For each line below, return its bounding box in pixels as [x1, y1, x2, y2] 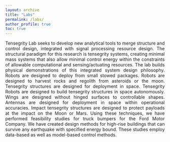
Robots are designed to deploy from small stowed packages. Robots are [5, 73, 165, 79]
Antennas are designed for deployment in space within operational [5, 99, 165, 105]
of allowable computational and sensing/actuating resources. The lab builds [5, 62, 165, 68]
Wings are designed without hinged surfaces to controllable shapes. [5, 94, 165, 100]
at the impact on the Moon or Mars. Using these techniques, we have [5, 110, 165, 117]
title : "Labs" [5, 12, 35, 17]
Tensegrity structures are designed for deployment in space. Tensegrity [5, 83, 165, 89]
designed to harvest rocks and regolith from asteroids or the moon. [5, 78, 165, 84]
